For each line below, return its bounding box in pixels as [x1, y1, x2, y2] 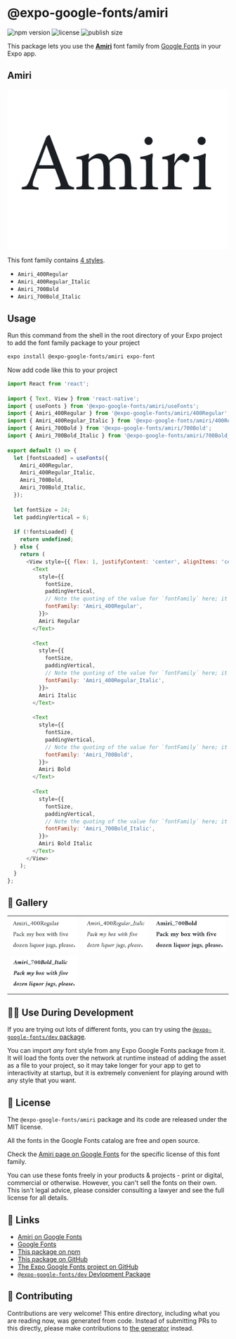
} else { [13, 544, 39, 551]
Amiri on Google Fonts [17, 1233, 82, 1241]
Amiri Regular [38, 617, 80, 624]
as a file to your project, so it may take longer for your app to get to [7, 1061, 202, 1070]
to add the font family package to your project [7, 339, 140, 347]
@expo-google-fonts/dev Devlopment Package [17, 1270, 151, 1279]
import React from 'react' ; [7, 380, 90, 387]
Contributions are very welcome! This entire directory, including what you [7, 1309, 220, 1317]
